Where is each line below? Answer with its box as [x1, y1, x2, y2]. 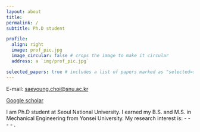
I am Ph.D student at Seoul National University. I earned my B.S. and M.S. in [6, 108, 192, 115]
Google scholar [6, 96, 43, 104]
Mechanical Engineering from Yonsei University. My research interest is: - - [6, 114, 191, 122]
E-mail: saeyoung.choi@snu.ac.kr [6, 85, 89, 92]
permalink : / [6, 20, 39, 26]
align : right [11, 42, 44, 48]
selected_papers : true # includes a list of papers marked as [6, 69, 164, 75]
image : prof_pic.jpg [11, 47, 62, 54]
